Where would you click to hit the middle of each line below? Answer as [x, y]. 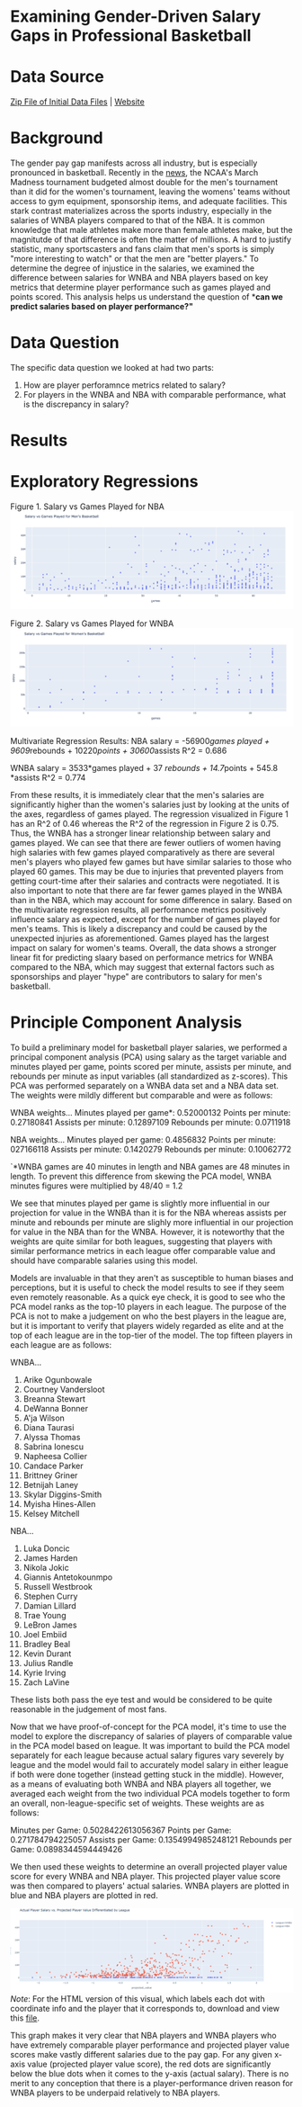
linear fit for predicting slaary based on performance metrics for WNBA [142, 957]
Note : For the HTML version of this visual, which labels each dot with [138, 1999]
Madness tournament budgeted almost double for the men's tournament [144, 183]
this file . [25, 2018]
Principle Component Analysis [126, 1022]
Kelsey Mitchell [51, 1513]
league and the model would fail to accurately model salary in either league [149, 1764]
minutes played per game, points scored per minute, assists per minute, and [151, 1066]
